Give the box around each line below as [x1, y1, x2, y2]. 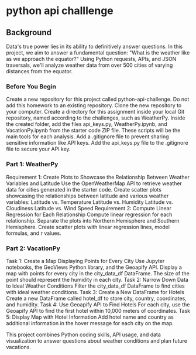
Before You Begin [6, 82, 57, 90]
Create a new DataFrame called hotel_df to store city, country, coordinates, [6, 295, 187, 302]
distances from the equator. [6, 68, 73, 74]
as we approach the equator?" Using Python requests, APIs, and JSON [6, 56, 177, 62]
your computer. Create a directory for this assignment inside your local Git [6, 108, 185, 115]
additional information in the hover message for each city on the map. [6, 319, 174, 326]
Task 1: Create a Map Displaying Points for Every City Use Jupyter [6, 257, 165, 264]
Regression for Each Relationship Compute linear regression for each [6, 211, 173, 218]
